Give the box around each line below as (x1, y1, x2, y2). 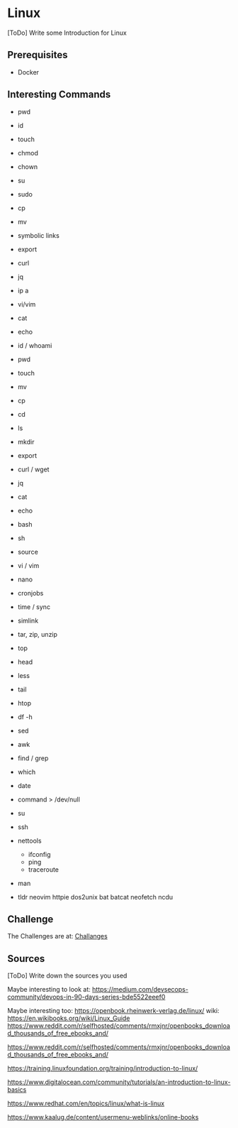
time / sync (17, 602, 51, 611)
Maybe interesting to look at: (7, 985, 91, 994)
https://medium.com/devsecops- (91, 985, 189, 994)
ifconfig (28, 850, 51, 858)
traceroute (28, 865, 59, 874)
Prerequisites (7, 49, 68, 61)
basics (7, 1085, 27, 1094)
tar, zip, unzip (17, 630, 58, 638)
